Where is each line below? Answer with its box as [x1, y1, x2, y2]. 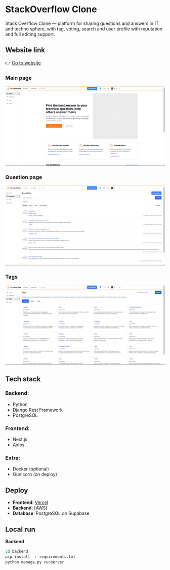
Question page [5, 174, 42, 181]
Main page [5, 74, 32, 81]
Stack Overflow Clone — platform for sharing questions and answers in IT [5, 20, 159, 26]
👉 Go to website [5, 59, 41, 65]
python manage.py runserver [5, 559, 65, 564]
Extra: [5, 454, 21, 461]
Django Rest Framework [12, 407, 63, 413]
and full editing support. [5, 31, 56, 37]
